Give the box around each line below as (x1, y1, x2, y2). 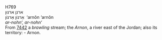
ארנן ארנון (5, 9, 24, 15)
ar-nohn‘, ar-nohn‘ (5, 19, 42, 25)
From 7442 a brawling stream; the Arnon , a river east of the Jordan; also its (5, 25, 158, 30)
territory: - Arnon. (5, 30, 41, 35)
